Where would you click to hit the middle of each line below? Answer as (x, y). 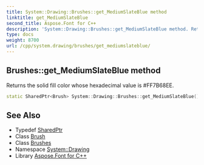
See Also (23, 115)
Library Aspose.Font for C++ (51, 156)
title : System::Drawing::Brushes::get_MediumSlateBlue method (87, 12)
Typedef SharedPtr (39, 130)
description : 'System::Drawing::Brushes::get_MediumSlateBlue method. (97, 29)
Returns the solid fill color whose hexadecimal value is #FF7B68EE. (90, 85)
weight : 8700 (23, 40)
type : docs (20, 35)
